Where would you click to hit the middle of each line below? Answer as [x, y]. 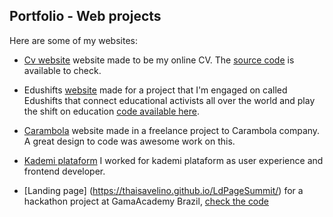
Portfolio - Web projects [85, 16]
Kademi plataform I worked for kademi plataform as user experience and [173, 160]
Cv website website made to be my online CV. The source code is [159, 60]
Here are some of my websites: [73, 40]
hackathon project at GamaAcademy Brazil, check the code [146, 201]
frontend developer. [64, 171]
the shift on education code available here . [112, 111]
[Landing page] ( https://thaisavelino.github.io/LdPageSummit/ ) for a [163, 190]
